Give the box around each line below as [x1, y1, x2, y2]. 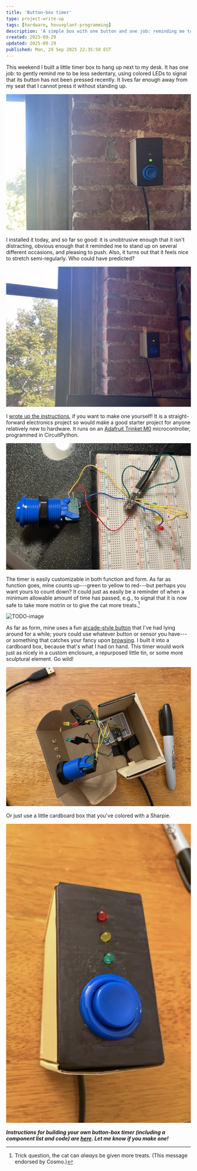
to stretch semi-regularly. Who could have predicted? [6, 255, 135, 262]
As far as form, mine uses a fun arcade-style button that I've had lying [6, 624, 176, 631]
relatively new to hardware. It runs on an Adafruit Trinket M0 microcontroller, [6, 425, 191, 433]
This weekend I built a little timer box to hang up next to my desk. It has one [6, 64, 189, 71]
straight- [168, 412, 189, 420]
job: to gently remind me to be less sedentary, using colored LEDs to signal [6, 69, 187, 76]
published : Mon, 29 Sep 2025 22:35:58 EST [6, 47, 111, 53]
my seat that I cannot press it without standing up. [6, 82, 127, 89]
